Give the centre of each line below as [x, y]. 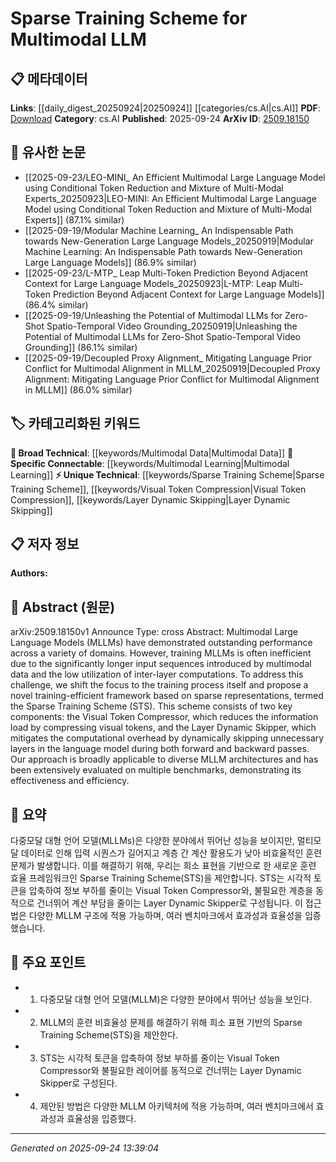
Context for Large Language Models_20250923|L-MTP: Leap [150, 283]
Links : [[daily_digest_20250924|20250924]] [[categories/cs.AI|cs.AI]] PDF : [165, 108]
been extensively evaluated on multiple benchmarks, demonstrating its [156, 770]
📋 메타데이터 [49, 78]
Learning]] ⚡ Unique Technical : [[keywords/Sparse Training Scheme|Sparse [167, 474]
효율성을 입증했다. [101, 1118]
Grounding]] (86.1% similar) [81, 347]
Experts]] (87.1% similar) [74, 219]
